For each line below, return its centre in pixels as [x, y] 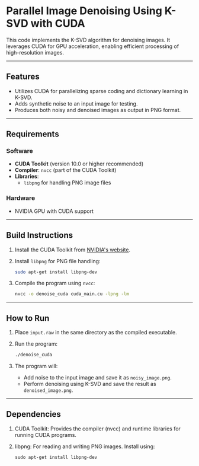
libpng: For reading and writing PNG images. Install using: [85, 446]
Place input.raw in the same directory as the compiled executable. [96, 333]
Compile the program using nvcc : [55, 283]
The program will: [36, 366]
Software [20, 151]
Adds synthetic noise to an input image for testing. [76, 103]
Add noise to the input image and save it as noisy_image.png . [97, 377]
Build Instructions [40, 235]
